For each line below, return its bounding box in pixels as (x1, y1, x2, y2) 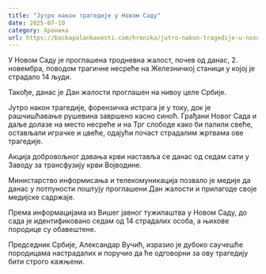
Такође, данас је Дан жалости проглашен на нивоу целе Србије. (8, 88, 227, 97)
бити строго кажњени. (8, 257, 85, 266)
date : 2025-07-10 (8, 19, 66, 27)
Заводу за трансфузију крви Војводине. (8, 160, 142, 170)
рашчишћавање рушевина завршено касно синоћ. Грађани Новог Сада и (8, 112, 257, 121)
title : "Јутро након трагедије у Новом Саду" (8, 11, 161, 20)
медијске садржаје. (8, 192, 75, 202)
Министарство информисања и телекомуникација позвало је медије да (8, 176, 251, 185)
